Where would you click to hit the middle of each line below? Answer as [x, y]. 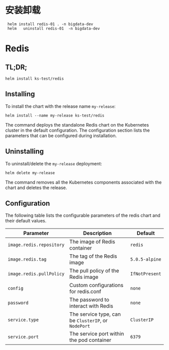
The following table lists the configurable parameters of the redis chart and [83, 215]
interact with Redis [91, 306]
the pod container [91, 340]
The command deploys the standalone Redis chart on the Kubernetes [77, 125]
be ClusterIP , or [89, 321]
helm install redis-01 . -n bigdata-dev [50, 24]
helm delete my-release [30, 173]
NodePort [80, 326]
